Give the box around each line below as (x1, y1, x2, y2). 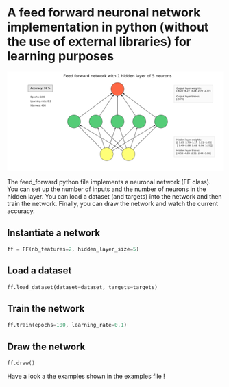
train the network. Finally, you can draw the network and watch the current (7, 200, 218, 208)
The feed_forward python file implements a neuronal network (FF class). (7, 178, 211, 186)
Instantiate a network (7, 227, 101, 238)
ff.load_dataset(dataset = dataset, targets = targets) (7, 284, 158, 290)
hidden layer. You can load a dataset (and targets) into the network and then (7, 192, 222, 201)
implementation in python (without (7, 19, 209, 35)
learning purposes (7, 49, 114, 64)
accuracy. (7, 207, 36, 215)
